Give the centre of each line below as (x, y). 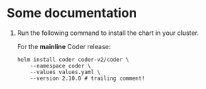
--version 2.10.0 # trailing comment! (88, 78)
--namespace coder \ (61, 66)
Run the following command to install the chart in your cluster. (108, 33)
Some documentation (72, 13)
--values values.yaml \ (65, 72)
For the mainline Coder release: (64, 46)
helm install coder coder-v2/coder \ (73, 59)
